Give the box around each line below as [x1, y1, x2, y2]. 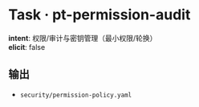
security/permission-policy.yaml [19, 91, 132, 99]
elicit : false [8, 42, 46, 51]
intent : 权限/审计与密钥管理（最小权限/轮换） [8, 33, 157, 43]
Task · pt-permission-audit [8, 6, 191, 24]
